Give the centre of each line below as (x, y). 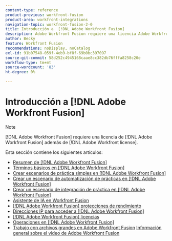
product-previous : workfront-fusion (44, 15)
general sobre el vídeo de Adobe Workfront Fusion (66, 233)
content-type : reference (32, 10)
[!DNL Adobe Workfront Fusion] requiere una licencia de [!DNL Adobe (79, 137)
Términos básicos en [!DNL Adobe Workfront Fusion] (69, 168)
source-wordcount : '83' (31, 67)
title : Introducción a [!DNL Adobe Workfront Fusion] (65, 29)
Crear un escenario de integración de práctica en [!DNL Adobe (79, 189)
